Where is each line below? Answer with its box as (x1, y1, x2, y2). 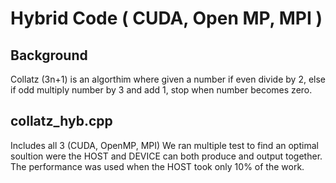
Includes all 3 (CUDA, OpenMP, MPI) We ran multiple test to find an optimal (10, 139, 319, 151)
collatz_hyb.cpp (10, 113, 113, 130)
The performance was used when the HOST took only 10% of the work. (10, 160, 305, 172)
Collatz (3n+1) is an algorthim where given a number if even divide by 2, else (10, 73, 327, 85)
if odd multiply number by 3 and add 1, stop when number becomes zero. (10, 84, 313, 96)
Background (10, 47, 88, 64)
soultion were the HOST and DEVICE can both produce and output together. (10, 150, 323, 162)
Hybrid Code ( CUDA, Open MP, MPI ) (10, 7, 323, 30)
